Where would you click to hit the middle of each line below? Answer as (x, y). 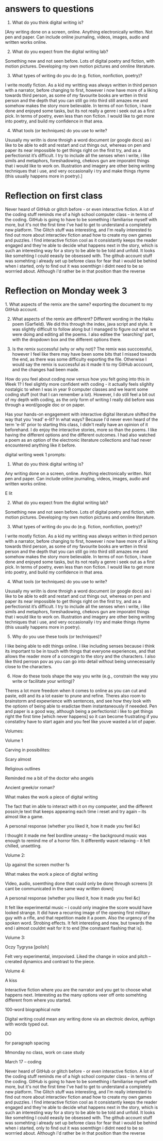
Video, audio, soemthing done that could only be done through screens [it (79, 883)
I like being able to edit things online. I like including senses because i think (80, 646)
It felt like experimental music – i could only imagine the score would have (79, 907)
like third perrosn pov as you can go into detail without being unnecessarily (80, 661)
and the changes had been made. (46, 369)
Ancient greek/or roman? (30, 787)
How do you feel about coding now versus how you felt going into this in (77, 379)
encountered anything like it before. (41, 445)
